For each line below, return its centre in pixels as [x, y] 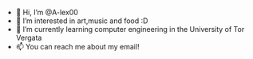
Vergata [29, 37]
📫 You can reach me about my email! [77, 47]
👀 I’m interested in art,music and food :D [82, 21]
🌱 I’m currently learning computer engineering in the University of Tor [130, 29]
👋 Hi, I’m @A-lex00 [47, 12]
